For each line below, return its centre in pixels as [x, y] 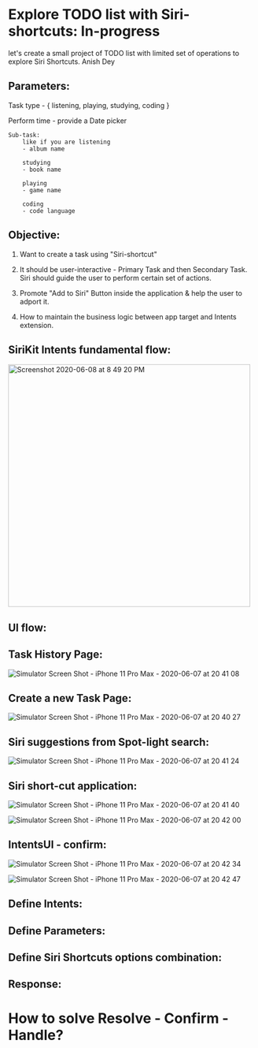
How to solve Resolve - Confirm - [119, 1018]
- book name [42, 170]
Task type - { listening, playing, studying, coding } [89, 105]
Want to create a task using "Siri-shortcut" [88, 254]
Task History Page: [55, 655]
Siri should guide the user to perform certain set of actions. [116, 278]
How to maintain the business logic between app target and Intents [128, 316]
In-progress [120, 31]
